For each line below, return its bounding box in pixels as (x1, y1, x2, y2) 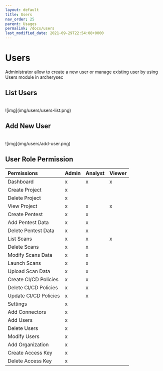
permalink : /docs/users (5, 26, 55, 31)
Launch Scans (7, 260, 41, 267)
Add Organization (7, 341, 49, 348)
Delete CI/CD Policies (7, 284, 58, 291)
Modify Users (7, 333, 40, 340)
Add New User (5, 122, 51, 130)
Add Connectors (7, 309, 46, 316)
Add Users (7, 317, 33, 324)
